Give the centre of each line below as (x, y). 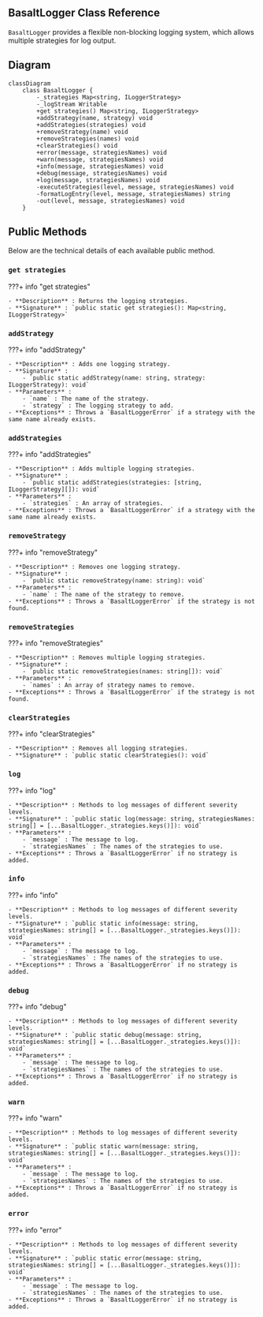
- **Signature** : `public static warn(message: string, (104, 1147)
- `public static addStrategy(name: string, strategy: (114, 378)
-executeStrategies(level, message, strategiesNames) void (135, 187)
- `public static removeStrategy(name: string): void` (114, 580)
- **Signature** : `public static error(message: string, (105, 1258)
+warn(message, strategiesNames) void (100, 159)
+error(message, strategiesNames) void (102, 152)
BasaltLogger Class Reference (84, 13)
